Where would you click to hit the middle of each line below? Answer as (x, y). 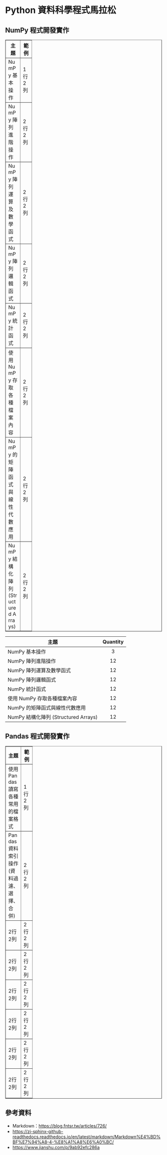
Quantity (113, 642)
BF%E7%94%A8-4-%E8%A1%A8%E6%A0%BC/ (63, 1142)
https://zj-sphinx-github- (38, 1131)
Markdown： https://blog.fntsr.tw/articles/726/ (59, 1126)
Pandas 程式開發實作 (37, 736)
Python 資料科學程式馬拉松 (61, 10)
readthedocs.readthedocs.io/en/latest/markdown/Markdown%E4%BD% (86, 1137)
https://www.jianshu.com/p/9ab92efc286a (56, 1147)
